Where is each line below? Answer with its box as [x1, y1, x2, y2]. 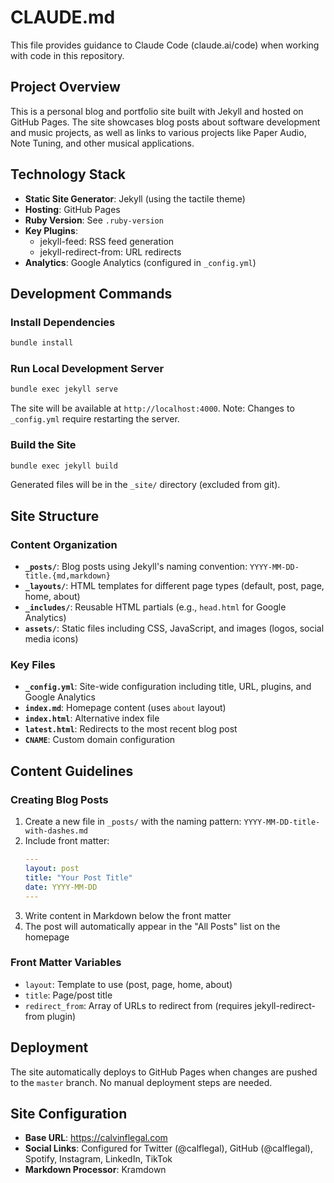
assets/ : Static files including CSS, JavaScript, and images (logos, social [24, 622, 325, 635]
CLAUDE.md [10, 6, 116, 29]
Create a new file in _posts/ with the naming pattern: [24, 816, 242, 828]
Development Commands [10, 285, 173, 302]
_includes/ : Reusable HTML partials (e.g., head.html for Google [24, 601, 287, 613]
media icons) [24, 633, 79, 645]
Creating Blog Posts [10, 792, 109, 806]
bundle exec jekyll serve [10, 384, 118, 395]
